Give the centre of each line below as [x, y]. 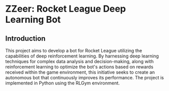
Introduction [26, 38]
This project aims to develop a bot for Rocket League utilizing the [74, 51]
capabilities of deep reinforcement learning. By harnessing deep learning [82, 56]
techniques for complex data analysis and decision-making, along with [80, 61]
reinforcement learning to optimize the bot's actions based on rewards [79, 67]
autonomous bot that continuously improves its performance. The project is [85, 78]
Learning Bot [33, 20]
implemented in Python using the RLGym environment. [63, 83]
